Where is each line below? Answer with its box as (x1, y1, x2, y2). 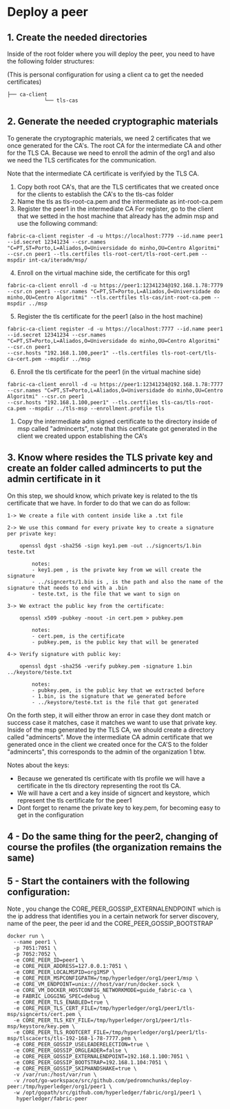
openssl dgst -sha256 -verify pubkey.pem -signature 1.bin (19, 662, 193, 670)
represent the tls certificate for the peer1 (17, 796, 132, 804)
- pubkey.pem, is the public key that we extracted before (32, 686, 205, 694)
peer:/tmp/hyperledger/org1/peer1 (7, 1083, 107, 1090)
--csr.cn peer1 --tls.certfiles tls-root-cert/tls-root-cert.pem (7, 251, 198, 257)
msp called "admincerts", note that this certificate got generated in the (17, 424, 218, 432)
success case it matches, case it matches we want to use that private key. (7, 718, 218, 726)
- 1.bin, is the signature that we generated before (32, 693, 187, 699)
